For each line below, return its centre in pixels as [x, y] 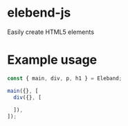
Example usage [52, 60]
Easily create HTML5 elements [51, 32]
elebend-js [39, 13]
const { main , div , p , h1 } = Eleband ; [65, 78]
